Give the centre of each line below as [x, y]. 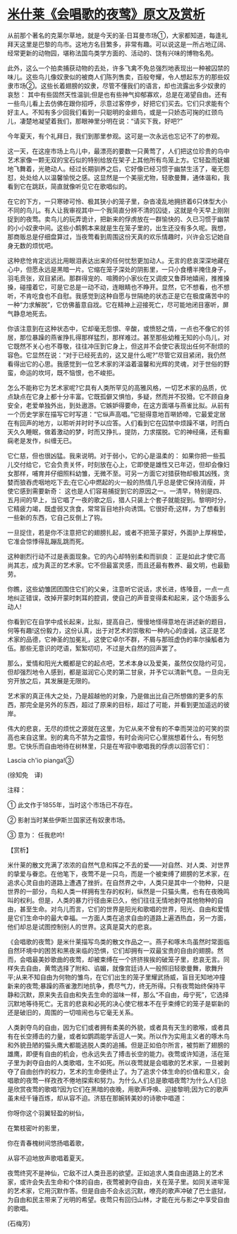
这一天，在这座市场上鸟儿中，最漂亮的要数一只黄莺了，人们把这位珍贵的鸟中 [119, 151]
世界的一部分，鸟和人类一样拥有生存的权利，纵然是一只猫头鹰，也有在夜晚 [115, 891]
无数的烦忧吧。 [35, 245]
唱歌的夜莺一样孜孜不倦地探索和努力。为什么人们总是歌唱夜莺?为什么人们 [114, 1080]
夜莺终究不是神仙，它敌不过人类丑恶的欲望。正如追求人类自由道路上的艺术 [115, 1173]
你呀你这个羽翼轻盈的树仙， [48, 1113]
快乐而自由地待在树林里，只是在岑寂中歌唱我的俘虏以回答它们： [119, 746]
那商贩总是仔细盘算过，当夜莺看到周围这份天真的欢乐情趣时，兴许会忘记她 [115, 237]
